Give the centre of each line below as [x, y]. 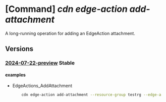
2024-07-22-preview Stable [40, 63]
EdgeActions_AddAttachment [42, 86]
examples [15, 75]
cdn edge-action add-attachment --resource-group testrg [82, 95]
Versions [19, 49]
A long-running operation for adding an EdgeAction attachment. [70, 33]
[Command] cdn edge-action [66, 9]
